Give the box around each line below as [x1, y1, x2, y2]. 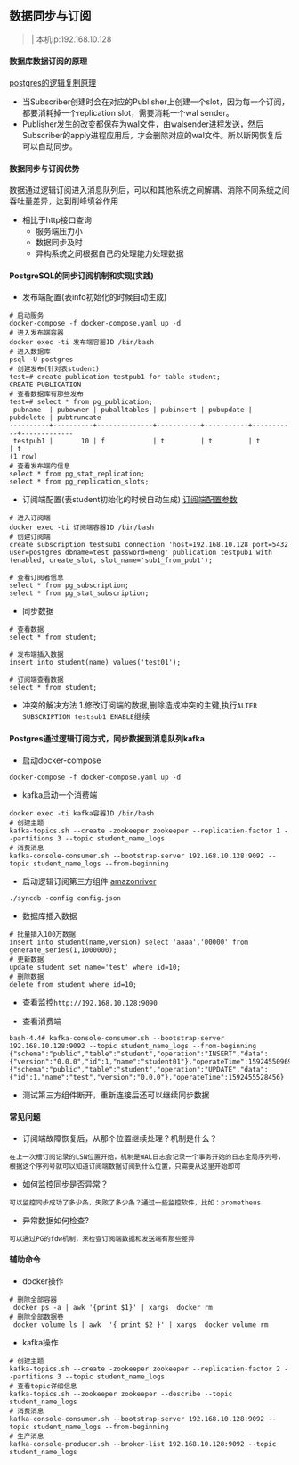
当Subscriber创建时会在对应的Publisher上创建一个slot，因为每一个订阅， [21, 96, 290, 107]
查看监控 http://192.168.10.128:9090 [21, 997, 158, 1007]
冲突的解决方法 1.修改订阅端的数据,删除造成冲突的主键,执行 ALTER [21, 699, 258, 711]
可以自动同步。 [21, 141, 77, 152]
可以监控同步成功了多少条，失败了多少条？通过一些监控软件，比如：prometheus [9, 1198, 262, 1207]
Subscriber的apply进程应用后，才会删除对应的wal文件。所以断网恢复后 [21, 130, 283, 141]
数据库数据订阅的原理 [9, 56, 87, 67]
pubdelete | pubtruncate [9, 413, 101, 422]
